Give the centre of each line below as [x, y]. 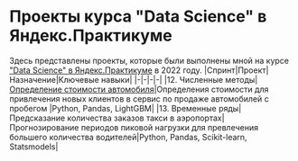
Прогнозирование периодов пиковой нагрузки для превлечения [134, 127]
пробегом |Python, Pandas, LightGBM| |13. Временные [113, 108]
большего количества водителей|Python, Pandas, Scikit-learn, [128, 137]
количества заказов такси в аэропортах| [146, 118]
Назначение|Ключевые [54, 79]
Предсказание [37, 118]
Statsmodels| [34, 147]
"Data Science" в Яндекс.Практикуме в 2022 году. [106, 70]
